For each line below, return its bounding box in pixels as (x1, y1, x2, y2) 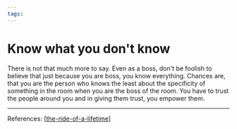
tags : (7, 10, 23, 18)
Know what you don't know (7, 40, 171, 56)
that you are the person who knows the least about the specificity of (7, 79, 206, 87)
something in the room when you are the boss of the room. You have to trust (7, 86, 229, 95)
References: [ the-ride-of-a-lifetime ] (7, 114, 111, 123)
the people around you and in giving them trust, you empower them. (7, 94, 205, 102)
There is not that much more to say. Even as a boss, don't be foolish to (7, 64, 212, 73)
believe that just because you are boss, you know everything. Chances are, (7, 71, 226, 80)
